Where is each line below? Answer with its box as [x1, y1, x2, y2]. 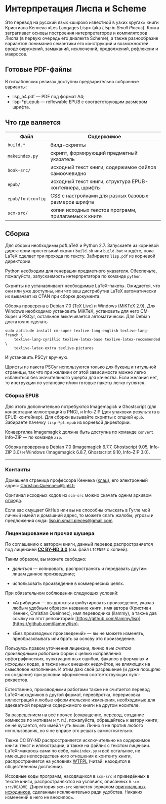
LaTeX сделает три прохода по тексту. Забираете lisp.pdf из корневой [5, 253, 156, 259]
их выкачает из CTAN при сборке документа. [5, 293, 101, 299]
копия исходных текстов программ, [50, 206, 137, 213]
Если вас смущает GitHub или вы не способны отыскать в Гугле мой [5, 507, 151, 513]
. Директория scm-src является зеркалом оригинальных [27, 784, 146, 790]
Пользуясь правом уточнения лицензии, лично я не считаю [5, 645, 132, 651]
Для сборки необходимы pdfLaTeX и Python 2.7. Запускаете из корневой [5, 242, 159, 248]
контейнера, [50, 184, 81, 191]
